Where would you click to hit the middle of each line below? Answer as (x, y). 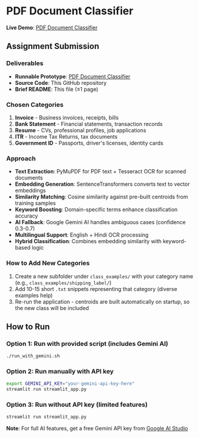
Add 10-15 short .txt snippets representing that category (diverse (96, 289)
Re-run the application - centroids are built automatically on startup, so (102, 301)
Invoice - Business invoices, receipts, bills (67, 117)
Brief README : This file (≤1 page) (56, 89)
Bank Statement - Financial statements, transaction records (89, 124)
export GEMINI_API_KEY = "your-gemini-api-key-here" (71, 384)
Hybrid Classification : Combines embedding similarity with (88, 241)
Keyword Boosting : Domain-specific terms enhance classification (96, 210)
